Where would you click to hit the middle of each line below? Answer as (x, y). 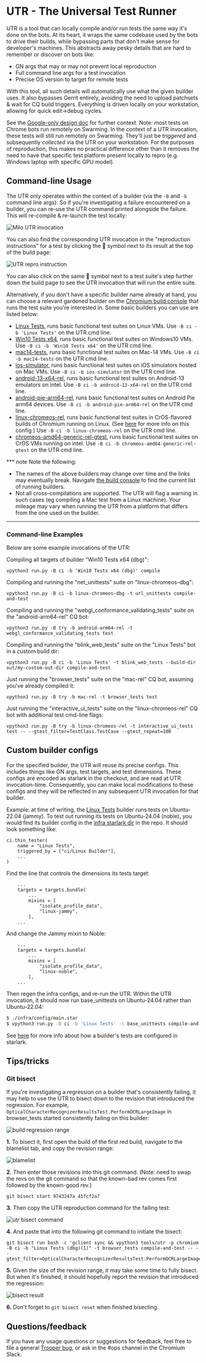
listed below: (22, 314)
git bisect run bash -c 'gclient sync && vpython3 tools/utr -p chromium (103, 1243)
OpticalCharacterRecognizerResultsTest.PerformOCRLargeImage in (89, 1111)
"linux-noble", (59, 971)
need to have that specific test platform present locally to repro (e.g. (93, 155)
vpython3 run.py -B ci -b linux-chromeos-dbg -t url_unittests (89, 593)
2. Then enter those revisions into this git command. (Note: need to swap (99, 1172)
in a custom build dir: (33, 651)
